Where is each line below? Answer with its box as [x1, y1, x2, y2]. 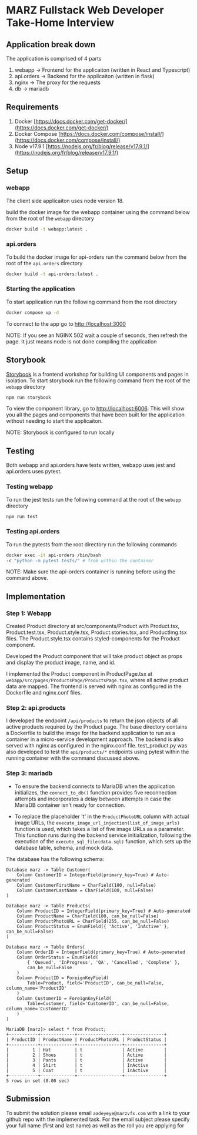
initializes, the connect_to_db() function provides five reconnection [14, 789, 177, 796]
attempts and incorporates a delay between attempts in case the [14, 795, 172, 802]
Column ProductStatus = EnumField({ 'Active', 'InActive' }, [16, 923, 169, 929]
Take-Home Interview [6, 16, 115, 29]
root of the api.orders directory [6, 259, 83, 266]
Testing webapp [6, 483, 54, 491]
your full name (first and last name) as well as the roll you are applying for [6, 1121, 184, 1129]
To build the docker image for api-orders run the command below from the [6, 253, 187, 261]
